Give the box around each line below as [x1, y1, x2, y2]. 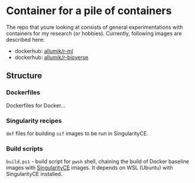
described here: [6, 36, 45, 43]
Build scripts [6, 144, 43, 152]
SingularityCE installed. [6, 171, 63, 178]
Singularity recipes [6, 117, 62, 125]
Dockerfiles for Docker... [6, 102, 66, 109]
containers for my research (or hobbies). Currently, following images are [6, 29, 182, 36]
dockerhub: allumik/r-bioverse [14, 54, 89, 61]
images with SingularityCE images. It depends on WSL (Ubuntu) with [6, 164, 173, 171]
